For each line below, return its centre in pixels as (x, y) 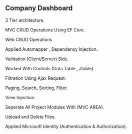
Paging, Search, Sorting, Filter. (36, 88)
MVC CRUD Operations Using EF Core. (45, 30)
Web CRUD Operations (29, 39)
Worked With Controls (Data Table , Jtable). (50, 68)
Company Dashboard (39, 8)
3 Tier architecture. (25, 20)
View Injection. (20, 97)
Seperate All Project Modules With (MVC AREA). (55, 107)
